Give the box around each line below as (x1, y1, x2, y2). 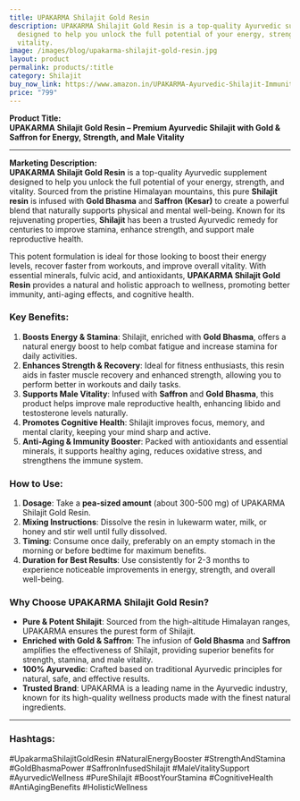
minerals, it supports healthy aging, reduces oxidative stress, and (21, 445, 262, 456)
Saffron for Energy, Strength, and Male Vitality (9, 132, 185, 142)
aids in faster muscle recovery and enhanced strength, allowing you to (21, 369, 281, 380)
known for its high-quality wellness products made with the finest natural (21, 693, 291, 703)
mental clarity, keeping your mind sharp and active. (21, 426, 212, 437)
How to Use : (9, 477, 63, 490)
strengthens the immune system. (21, 455, 144, 465)
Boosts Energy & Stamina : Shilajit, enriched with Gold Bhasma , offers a (21, 331, 287, 342)
